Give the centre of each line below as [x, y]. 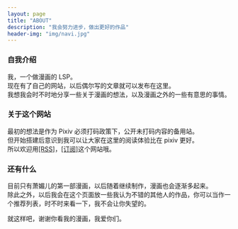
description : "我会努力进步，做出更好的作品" [68, 27]
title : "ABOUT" [30, 21]
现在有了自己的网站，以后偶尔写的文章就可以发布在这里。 [91, 85]
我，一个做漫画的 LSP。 [42, 77]
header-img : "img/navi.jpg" [49, 34]
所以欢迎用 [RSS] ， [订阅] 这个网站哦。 [61, 149]
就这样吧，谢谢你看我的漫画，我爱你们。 [66, 219]
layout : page [27, 14]
